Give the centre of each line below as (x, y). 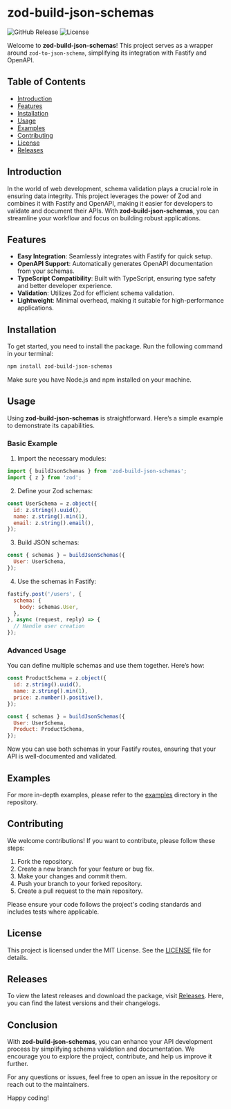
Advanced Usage (37, 650)
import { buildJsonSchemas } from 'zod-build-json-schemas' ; (97, 471)
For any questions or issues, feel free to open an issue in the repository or (112, 1077)
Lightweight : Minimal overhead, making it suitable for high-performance (120, 301)
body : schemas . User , (49, 607)
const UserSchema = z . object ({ (52, 504)
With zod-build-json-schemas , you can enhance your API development (110, 1042)
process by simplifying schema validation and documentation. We (101, 1049)
